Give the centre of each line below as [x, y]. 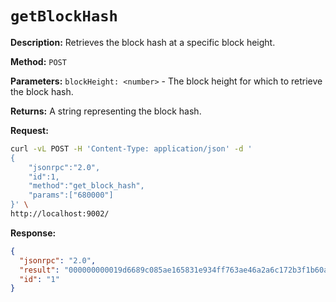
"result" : [39, 270]
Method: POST [38, 61]
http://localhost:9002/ [60, 214]
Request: [29, 130]
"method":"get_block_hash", [86, 186]
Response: [33, 233]
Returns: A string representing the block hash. [106, 111]
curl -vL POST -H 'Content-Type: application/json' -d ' [131, 148]
